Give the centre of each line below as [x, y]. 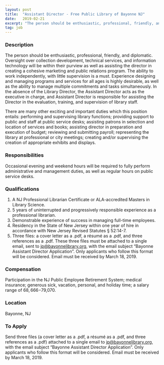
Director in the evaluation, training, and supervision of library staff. [72, 102]
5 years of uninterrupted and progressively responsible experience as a [84, 210]
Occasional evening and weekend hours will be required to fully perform [78, 166]
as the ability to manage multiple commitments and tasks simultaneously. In [81, 86]
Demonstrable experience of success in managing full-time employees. [84, 221]
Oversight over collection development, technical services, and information [81, 61]
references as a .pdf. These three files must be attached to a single [80, 241]
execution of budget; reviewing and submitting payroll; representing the [77, 132]
